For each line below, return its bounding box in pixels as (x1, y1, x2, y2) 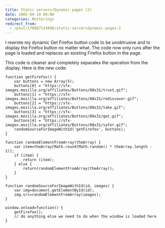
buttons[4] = (14, 118, 41, 123)
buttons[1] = (14, 92, 41, 97)
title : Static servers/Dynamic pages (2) (5, 7, 92, 12)
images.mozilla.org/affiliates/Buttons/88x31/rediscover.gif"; (5, 97, 139, 102)
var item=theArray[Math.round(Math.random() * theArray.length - (14, 144, 153, 149)
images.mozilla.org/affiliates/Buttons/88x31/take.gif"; (5, 105, 126, 110)
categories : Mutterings (5, 16, 55, 21)
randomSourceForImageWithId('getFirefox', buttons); (14, 127, 126, 132)
